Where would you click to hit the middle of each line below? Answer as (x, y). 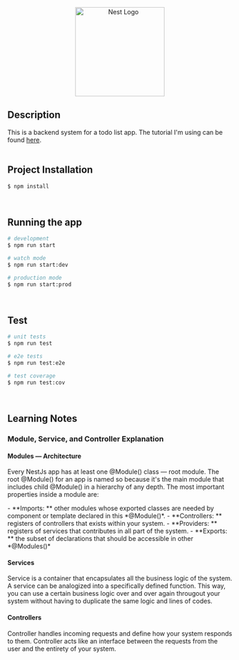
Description (34, 115)
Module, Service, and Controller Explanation (86, 439)
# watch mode (27, 258)
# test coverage (31, 376)
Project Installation (50, 170)
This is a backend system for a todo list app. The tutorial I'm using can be (115, 132)
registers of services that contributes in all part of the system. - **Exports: (117, 531)
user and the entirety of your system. (62, 649)
